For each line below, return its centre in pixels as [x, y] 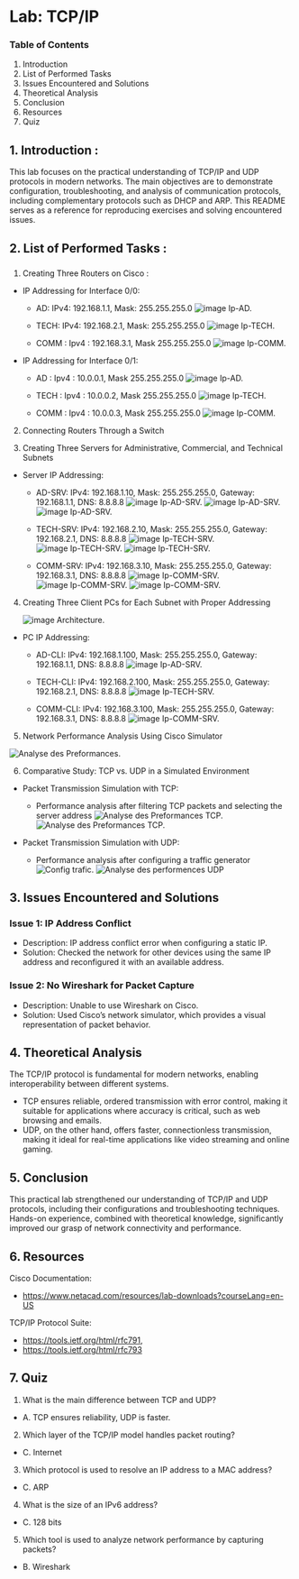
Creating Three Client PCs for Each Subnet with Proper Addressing [146, 602]
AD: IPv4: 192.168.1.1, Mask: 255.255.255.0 [114, 308]
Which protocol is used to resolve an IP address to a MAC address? [147, 1469]
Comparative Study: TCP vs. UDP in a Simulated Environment [136, 771]
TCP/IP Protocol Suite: [50, 1323]
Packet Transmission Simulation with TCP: [100, 788]
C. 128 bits [42, 1522]
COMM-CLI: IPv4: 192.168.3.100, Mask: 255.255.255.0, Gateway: [155, 709]
